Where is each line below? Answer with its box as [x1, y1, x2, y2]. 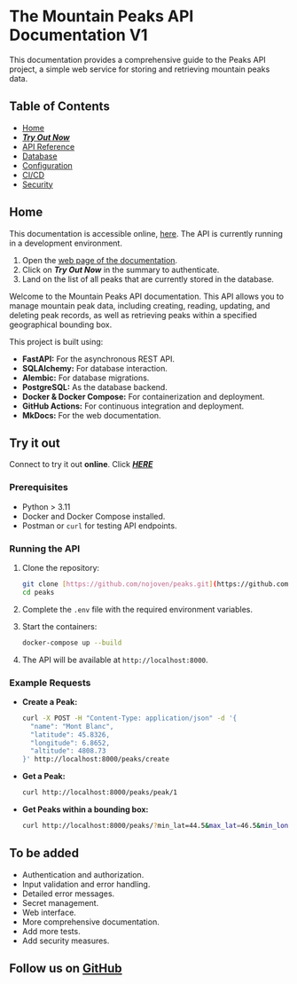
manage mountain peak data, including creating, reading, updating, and [9, 300, 270, 311]
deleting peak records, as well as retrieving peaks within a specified [9, 309, 257, 320]
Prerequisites [9, 481, 68, 494]
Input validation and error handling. [21, 879, 151, 889]
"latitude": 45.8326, [30, 730, 111, 739]
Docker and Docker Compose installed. [21, 511, 166, 521]
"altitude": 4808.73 [30, 746, 106, 755]
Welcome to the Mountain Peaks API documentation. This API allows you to [9, 291, 285, 301]
